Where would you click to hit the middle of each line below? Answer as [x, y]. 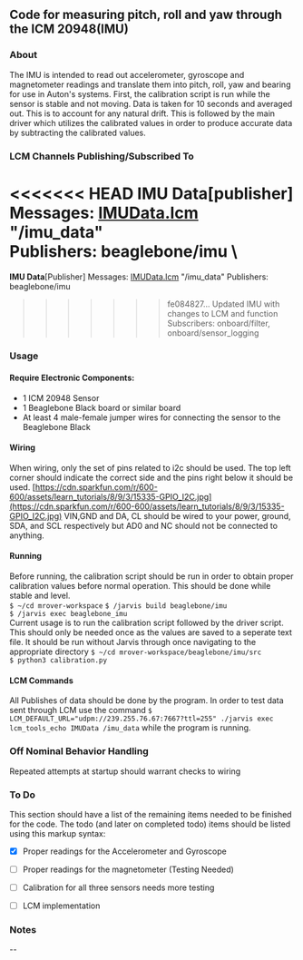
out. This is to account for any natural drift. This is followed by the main [142, 113]
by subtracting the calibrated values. [78, 132]
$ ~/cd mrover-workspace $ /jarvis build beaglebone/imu [118, 606]
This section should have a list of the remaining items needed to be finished [151, 814]
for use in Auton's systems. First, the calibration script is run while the [140, 93]
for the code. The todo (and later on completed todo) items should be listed [150, 824]
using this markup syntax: [58, 833]
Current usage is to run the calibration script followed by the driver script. [147, 623]
